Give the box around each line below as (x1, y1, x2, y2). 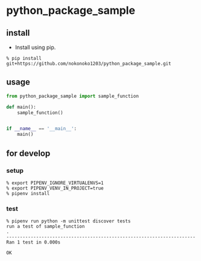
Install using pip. (14, 43, 56, 51)
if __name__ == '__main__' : (6, 126, 77, 132)
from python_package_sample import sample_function (6, 93, 139, 99)
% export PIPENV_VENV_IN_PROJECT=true (6, 185, 104, 191)
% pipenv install (6, 190, 50, 196)
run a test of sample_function (6, 224, 85, 230)
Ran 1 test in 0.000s (6, 239, 61, 245)
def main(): (6, 104, 36, 110)
